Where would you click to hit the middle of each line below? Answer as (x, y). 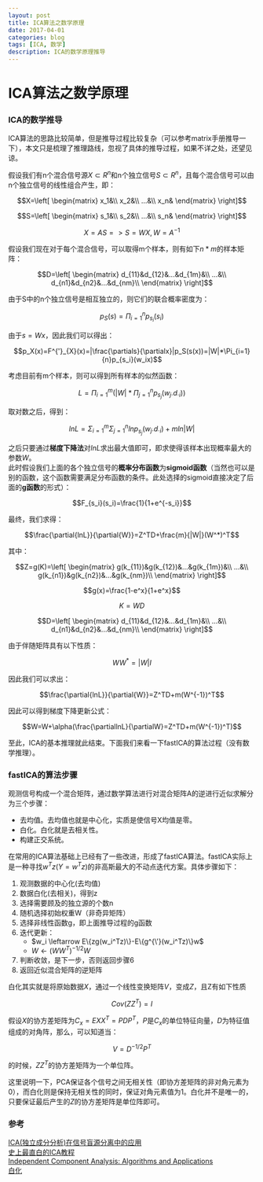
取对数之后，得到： (39, 412)
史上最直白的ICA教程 (42, 1152)
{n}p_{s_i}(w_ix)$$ (132, 359)
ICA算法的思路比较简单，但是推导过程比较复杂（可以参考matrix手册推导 (124, 138)
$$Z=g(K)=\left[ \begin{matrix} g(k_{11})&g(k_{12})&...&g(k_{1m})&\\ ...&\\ (132, 567)
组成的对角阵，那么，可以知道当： (63, 1032)
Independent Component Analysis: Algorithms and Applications (111, 1162)
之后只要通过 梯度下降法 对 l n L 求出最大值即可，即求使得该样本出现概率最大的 (130, 448)
